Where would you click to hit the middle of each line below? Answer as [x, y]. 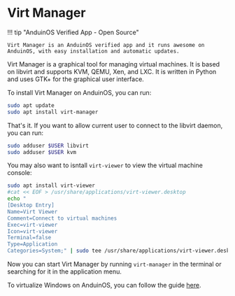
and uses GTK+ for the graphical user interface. [76, 79]
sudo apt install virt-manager [53, 112]
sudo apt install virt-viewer [51, 186]
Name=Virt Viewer [33, 211]
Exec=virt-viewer [33, 225]
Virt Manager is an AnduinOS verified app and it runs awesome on [106, 45]
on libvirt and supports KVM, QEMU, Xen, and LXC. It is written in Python [112, 71]
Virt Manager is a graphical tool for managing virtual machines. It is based [114, 64]
